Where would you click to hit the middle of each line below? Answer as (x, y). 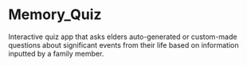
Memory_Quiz (55, 15)
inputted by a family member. (56, 53)
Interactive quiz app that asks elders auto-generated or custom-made (123, 37)
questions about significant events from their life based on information (123, 45)
